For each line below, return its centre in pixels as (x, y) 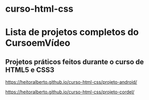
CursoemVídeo (38, 43)
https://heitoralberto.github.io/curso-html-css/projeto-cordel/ (70, 92)
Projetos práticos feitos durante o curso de (75, 62)
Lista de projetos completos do (72, 32)
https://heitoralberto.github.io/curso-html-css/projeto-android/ (71, 82)
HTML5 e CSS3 (30, 70)
